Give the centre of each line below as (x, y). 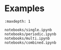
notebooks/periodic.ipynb (30, 34)
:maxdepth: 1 (18, 21)
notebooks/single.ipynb (28, 30)
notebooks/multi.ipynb (27, 38)
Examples (24, 8)
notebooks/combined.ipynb (30, 42)
